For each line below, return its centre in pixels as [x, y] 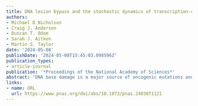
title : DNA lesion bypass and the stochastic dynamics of [79, 11]
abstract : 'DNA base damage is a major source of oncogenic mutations [95, 77]
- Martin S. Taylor [30, 45]
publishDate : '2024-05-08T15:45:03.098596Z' [62, 55]
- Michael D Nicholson [34, 22]
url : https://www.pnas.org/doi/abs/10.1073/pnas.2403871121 [87, 94]
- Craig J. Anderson [32, 28]
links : [14, 83]
